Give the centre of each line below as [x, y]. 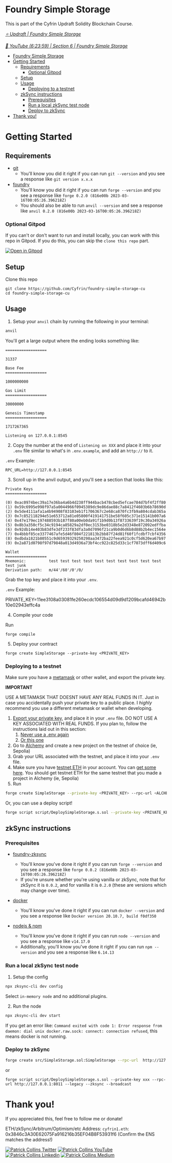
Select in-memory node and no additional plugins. [56, 996]
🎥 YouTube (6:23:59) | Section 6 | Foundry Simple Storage [67, 46]
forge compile [20, 634]
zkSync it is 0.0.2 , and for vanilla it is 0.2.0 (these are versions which [93, 885]
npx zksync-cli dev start [33, 1015]
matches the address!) [29, 1139]
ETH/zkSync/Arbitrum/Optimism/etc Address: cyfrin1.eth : [67, 1129]
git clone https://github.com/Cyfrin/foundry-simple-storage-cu [75, 289]
